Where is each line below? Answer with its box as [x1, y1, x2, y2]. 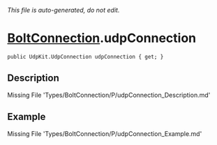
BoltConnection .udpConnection [7, 31, 197, 46]
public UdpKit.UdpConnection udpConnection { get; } [7, 53, 164, 60]
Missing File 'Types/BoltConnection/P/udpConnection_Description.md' [7, 91, 211, 99]
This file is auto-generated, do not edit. [7, 6, 120, 14]
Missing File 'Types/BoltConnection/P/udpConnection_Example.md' [7, 129, 202, 138]
